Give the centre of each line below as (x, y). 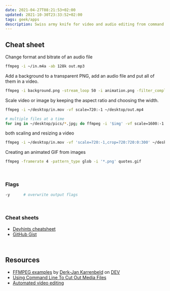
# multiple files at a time (35, 119)
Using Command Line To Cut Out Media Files (59, 278)
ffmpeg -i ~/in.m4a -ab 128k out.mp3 (45, 67)
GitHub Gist (25, 234)
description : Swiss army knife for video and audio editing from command (85, 24)
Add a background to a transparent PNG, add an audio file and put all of (80, 76)
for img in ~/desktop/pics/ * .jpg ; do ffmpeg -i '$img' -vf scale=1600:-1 (85, 123)
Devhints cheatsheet (34, 229)
